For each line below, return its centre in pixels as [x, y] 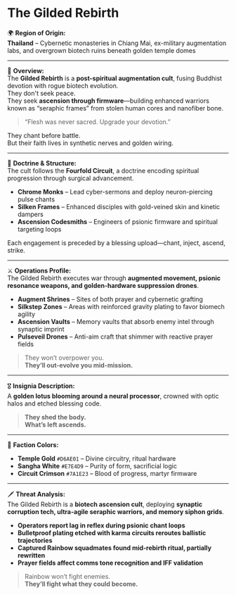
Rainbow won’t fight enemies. [67, 576]
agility [26, 314]
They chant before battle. [44, 135]
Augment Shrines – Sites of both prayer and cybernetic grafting [110, 299]
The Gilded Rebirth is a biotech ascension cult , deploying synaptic [105, 504]
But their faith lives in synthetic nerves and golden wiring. [91, 143]
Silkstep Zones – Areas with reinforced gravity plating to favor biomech [121, 306]
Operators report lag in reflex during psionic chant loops [101, 525]
